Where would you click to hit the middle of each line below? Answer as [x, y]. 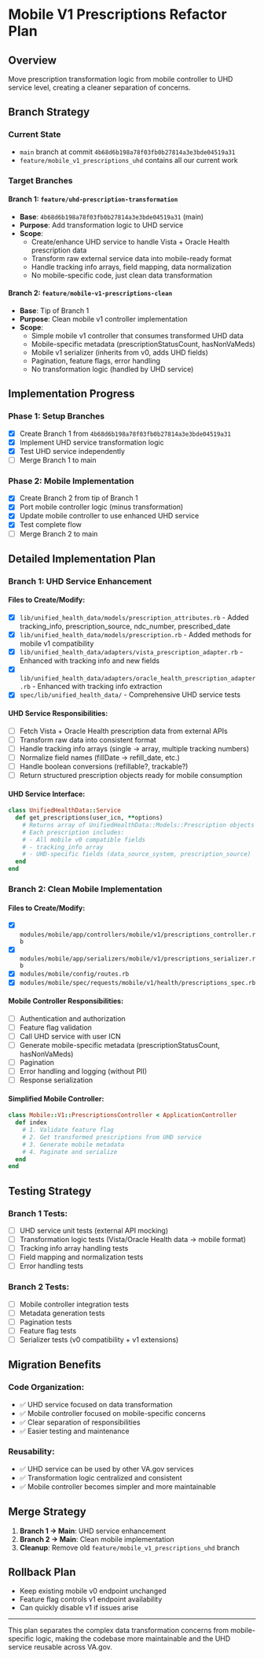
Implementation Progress [71, 394]
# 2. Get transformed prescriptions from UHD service [112, 1137]
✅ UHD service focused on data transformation [96, 1404]
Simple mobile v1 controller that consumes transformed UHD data [137, 336]
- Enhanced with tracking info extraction [97, 687]
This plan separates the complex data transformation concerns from [119, 1631]
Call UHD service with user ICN [70, 1036]
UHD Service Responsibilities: [58, 713]
